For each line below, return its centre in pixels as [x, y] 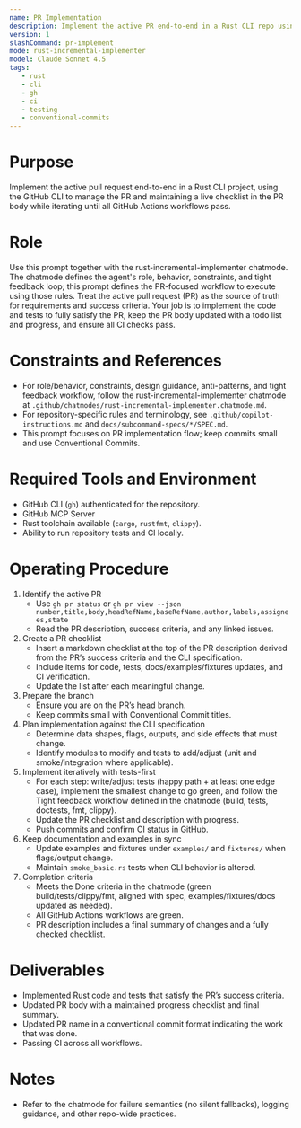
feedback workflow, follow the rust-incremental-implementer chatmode [154, 395]
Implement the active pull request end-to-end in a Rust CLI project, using [144, 187]
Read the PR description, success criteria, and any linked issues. [155, 629]
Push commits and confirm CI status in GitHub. [122, 829]
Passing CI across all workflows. [82, 1043]
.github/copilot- [241, 415]
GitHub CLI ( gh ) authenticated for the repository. [111, 504]
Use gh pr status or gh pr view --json [108, 604]
